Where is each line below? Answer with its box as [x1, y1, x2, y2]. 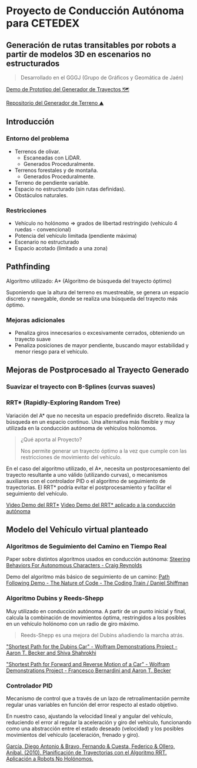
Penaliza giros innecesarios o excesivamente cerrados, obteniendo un [14, 330, 185, 337]
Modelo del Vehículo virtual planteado [6, 525, 149, 535]
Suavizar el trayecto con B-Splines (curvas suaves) [6, 383, 156, 391]
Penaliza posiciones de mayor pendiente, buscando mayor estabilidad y [14, 342, 189, 349]
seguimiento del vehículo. [6, 490, 69, 497]
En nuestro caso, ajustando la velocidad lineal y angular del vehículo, [6, 712, 173, 719]
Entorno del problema [6, 134, 69, 142]
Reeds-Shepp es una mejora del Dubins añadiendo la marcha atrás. [20, 631, 184, 639]
